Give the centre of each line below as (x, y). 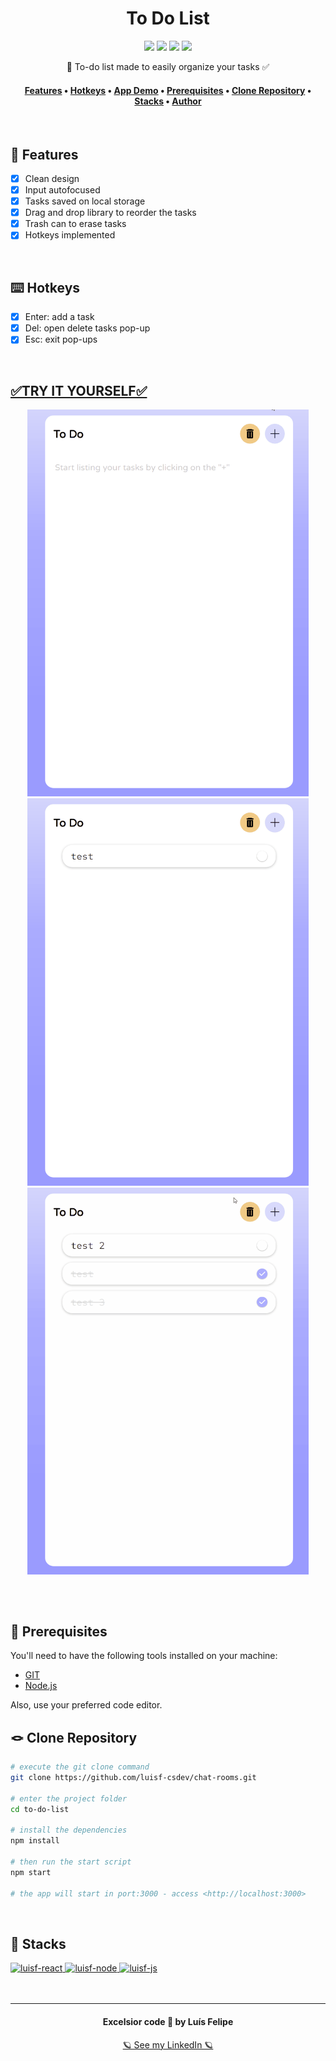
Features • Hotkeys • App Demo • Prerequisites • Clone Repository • (168, 90)
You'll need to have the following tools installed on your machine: (144, 1656)
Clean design (52, 178)
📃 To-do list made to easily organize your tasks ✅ (168, 66)
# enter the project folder (69, 1798)
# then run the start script (71, 1862)
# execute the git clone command (80, 1767)
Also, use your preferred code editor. (86, 1705)
